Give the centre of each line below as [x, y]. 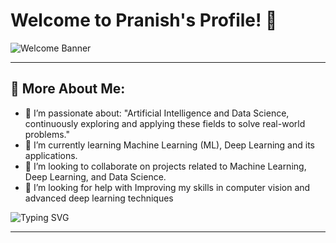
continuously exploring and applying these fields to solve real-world [165, 123]
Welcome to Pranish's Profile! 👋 [144, 20]
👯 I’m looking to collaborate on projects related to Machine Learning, [165, 166]
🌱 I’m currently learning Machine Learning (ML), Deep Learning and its [169, 145]
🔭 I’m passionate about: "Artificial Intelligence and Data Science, [157, 113]
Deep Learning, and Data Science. [95, 176]
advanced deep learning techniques [99, 198]
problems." [47, 134]
